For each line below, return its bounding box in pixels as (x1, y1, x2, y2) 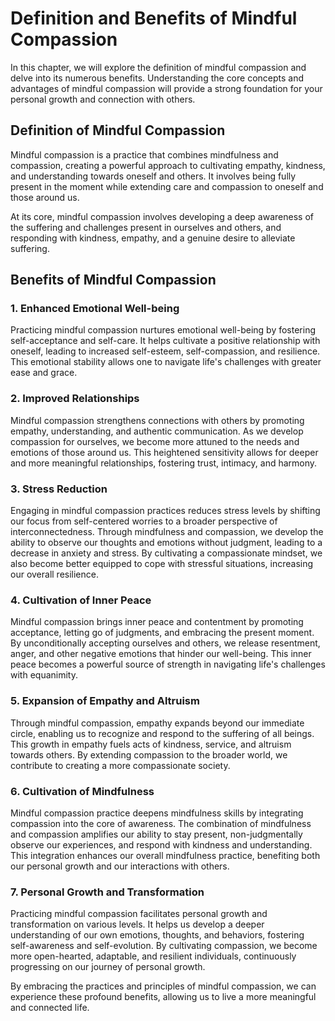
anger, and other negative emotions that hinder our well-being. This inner (10, 648, 312, 660)
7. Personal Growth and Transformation (10, 885, 205, 899)
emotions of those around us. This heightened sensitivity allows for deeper (10, 446, 319, 458)
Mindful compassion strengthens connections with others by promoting (10, 414, 305, 426)
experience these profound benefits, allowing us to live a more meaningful (10, 991, 317, 1003)
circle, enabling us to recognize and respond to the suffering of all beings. (10, 727, 315, 739)
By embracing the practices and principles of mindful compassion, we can (10, 980, 317, 992)
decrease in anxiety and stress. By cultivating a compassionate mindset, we (10, 547, 323, 559)
